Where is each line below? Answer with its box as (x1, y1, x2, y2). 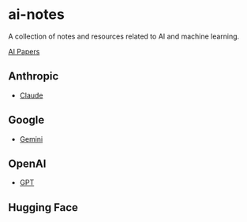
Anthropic (8, 69, 59, 83)
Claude (19, 91, 43, 100)
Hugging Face (8, 201, 79, 214)
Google (8, 113, 45, 127)
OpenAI (8, 157, 47, 170)
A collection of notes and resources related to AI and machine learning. (8, 31, 240, 41)
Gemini (19, 134, 43, 143)
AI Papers (8, 46, 40, 56)
